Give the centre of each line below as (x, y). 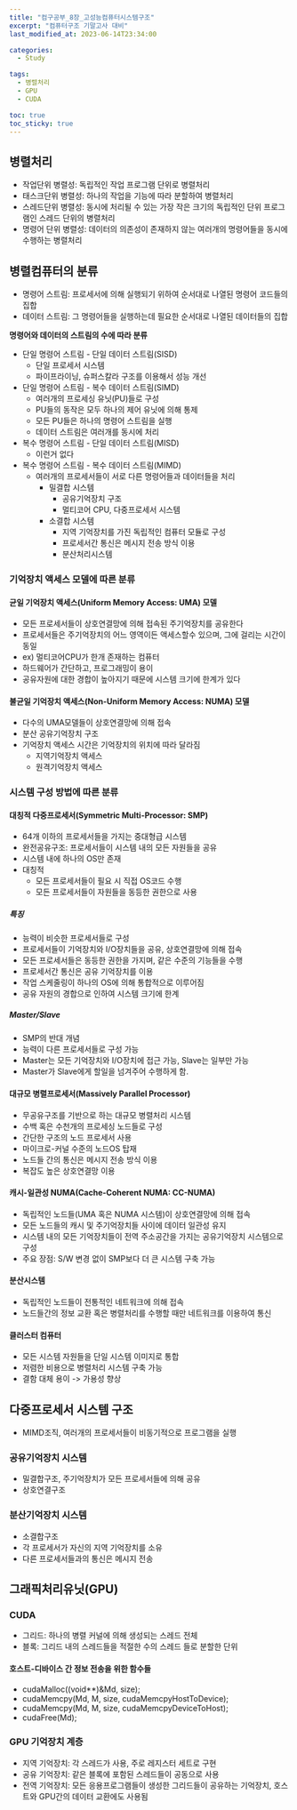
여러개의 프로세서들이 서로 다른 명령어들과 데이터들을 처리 (135, 476)
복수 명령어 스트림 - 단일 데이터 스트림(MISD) (100, 443)
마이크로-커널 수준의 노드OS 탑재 (80, 1149)
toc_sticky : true (41, 124)
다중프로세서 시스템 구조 (71, 1410)
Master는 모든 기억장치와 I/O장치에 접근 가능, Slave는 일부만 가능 (135, 1061)
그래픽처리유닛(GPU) (64, 1589)
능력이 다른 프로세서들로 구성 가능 (80, 1049)
